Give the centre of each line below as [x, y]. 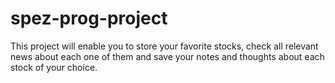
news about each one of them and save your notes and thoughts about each [167, 56]
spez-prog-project [89, 18]
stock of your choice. [54, 67]
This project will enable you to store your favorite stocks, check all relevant [164, 46]
